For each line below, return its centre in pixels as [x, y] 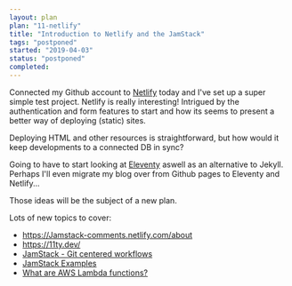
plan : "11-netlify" [45, 26]
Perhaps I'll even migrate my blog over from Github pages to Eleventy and [145, 173]
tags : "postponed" [43, 42]
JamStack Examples [59, 263]
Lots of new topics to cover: [61, 218]
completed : [29, 68]
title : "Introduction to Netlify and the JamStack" [107, 34]
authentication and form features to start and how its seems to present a [142, 111]
